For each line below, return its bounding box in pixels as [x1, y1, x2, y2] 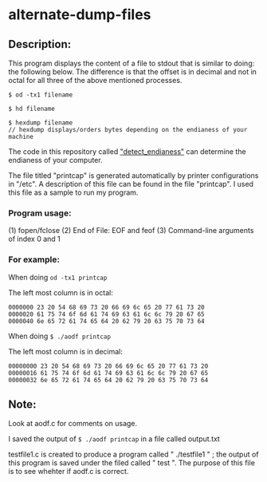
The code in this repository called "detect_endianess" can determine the [8, 147, 246, 156]
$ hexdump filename [8, 119, 73, 127]
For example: [8, 254, 60, 265]
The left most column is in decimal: [8, 346, 124, 356]
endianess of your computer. [8, 156, 103, 164]
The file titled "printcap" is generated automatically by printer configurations [8, 171, 259, 180]
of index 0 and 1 [8, 234, 61, 244]
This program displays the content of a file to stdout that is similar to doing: [8, 58, 255, 68]
